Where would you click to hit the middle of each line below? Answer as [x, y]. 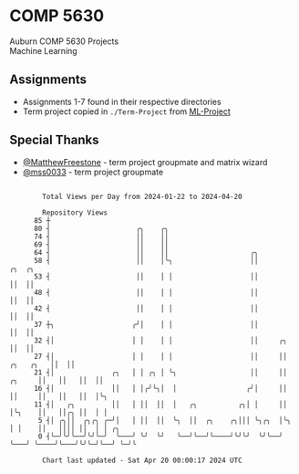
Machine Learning [43, 50]
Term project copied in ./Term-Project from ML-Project [126, 111]
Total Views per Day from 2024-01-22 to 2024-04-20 [143, 196]
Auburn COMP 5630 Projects [64, 41]
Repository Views [75, 212]
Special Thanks [54, 140]
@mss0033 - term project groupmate [93, 172]
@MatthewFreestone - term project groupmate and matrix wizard [145, 162]
